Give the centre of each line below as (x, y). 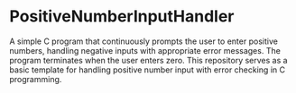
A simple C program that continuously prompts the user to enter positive (143, 41)
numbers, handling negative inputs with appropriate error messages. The (145, 50)
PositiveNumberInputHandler (122, 17)
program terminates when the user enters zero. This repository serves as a (148, 60)
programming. (36, 79)
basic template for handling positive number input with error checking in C (148, 70)
